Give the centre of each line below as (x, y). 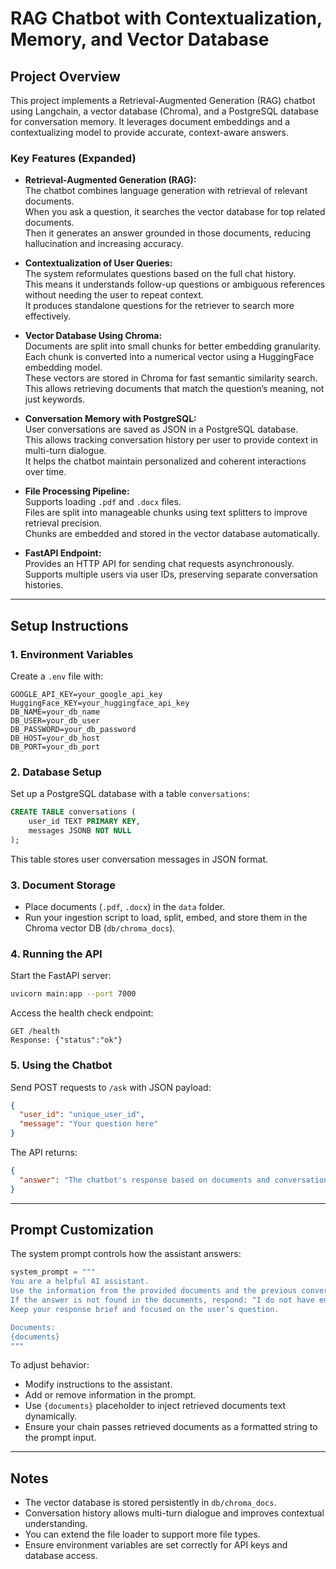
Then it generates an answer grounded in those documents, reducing (167, 233)
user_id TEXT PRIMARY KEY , (84, 822)
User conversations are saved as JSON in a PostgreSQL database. (161, 429)
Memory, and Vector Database (140, 39)
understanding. (56, 1524)
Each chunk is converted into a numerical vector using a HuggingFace (169, 357)
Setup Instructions (69, 625)
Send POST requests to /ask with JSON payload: (111, 1087)
